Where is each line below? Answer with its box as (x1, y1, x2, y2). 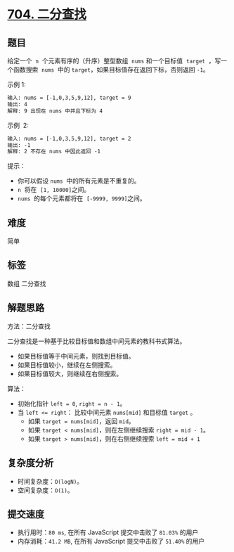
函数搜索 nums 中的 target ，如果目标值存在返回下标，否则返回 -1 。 (13, 65, 209, 74)
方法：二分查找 (7, 321, 51, 330)
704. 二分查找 (7, 6, 86, 23)
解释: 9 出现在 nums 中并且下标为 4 (7, 107, 103, 115)
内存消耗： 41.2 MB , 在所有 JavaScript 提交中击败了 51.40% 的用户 (17, 537, 205, 546)
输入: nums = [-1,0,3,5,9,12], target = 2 (7, 135, 131, 142)
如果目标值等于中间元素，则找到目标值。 (17, 352, 135, 360)
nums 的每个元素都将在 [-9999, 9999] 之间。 (17, 194, 146, 203)
